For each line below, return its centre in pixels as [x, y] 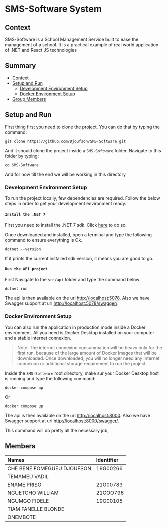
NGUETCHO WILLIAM [33, 493]
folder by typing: [22, 156]
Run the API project [27, 269]
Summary [21, 66]
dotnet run [16, 289]
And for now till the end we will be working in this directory [66, 174]
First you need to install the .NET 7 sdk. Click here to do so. [66, 225]
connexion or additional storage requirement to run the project [81, 363]
